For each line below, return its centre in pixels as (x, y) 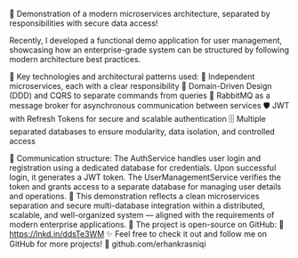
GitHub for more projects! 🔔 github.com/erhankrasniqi (108, 244)
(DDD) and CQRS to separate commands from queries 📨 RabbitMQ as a (140, 95)
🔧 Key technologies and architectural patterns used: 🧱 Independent (132, 77)
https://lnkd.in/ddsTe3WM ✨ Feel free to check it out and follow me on (138, 234)
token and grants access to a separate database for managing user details (145, 186)
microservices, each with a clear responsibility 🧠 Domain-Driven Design (141, 86)
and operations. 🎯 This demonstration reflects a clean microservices (134, 196)
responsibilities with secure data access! (84, 23)
